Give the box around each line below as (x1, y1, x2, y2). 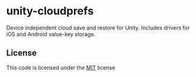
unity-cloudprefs (6, 4, 94, 18)
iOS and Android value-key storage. (6, 30, 96, 37)
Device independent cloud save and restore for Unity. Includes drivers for (6, 24, 190, 31)
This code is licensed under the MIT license (6, 64, 115, 71)
